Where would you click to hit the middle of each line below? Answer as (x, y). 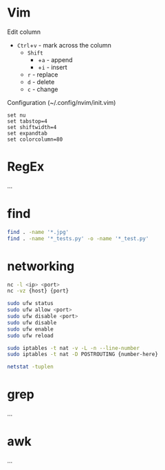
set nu (16, 115)
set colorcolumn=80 (35, 139)
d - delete (41, 81)
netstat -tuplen (30, 367)
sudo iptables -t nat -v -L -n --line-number (73, 348)
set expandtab (27, 133)
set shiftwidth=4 (32, 127)
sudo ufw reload (30, 335)
